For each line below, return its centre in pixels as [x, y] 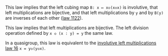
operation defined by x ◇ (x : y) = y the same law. [59, 33]
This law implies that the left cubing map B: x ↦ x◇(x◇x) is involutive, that [81, 7]
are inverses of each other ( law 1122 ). [44, 18]
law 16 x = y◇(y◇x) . [25, 48]
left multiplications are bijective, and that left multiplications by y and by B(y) [85, 13]
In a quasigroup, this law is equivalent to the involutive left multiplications [81, 43]
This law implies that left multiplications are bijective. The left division [77, 28]
